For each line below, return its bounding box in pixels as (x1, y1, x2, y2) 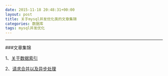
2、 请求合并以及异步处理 (5, 66, 56, 72)
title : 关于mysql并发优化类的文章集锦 (5, 16, 77, 21)
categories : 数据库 (5, 21, 43, 26)
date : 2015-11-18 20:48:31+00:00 (5, 7, 75, 12)
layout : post (5, 12, 32, 17)
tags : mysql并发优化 (5, 26, 45, 31)
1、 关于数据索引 (5, 55, 38, 61)
